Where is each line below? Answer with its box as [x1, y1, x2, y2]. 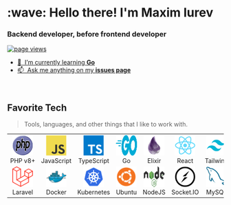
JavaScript [41, 157, 72, 165]
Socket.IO [171, 188, 199, 197]
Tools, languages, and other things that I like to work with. [23, 120, 188, 129]
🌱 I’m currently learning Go [16, 58, 95, 67]
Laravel [12, 188, 33, 197]
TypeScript [78, 157, 110, 165]
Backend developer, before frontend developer [7, 30, 167, 39]
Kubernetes [77, 188, 111, 197]
